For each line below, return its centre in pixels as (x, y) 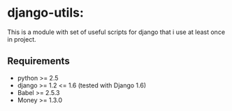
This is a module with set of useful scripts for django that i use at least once (116, 32)
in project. (22, 39)
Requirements (38, 61)
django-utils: (45, 13)
